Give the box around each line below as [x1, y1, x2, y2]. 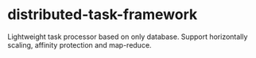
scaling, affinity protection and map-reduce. [7, 40, 152, 49]
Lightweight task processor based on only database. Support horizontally [7, 32, 248, 41]
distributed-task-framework [7, 6, 198, 24]
